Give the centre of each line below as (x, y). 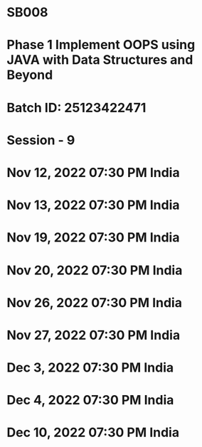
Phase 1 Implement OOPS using (101, 45)
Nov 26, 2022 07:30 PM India (95, 302)
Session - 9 (41, 140)
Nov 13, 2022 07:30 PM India (93, 205)
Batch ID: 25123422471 (76, 108)
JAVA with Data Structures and (100, 60)
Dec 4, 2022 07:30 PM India (90, 400)
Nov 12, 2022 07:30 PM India (93, 172)
